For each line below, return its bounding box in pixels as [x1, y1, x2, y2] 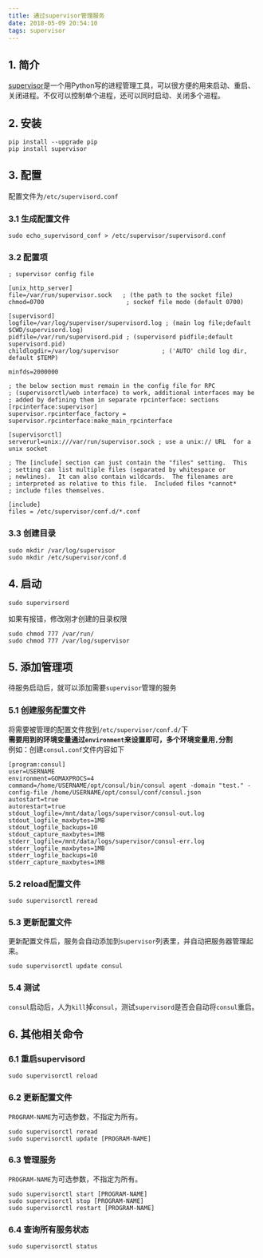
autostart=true [8, 795, 59, 803]
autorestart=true [8, 802, 66, 810]
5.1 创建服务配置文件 [8, 705, 86, 716]
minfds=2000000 [8, 368, 59, 376]
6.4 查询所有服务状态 [8, 1224, 89, 1235]
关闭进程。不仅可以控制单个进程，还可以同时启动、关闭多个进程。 [8, 91, 225, 101]
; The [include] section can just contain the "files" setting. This [8, 459, 248, 467]
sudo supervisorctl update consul [8, 963, 124, 971]
